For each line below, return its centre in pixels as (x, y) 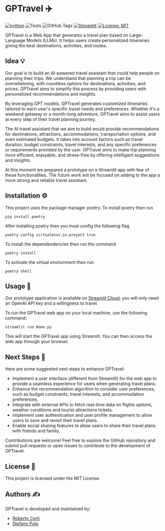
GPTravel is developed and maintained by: (48, 509)
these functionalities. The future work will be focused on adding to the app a (82, 175)
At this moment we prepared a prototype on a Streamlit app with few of (77, 170)
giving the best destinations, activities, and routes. (56, 45)
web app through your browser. (37, 342)
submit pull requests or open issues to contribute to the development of (78, 446)
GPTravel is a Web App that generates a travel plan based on (67, 35)
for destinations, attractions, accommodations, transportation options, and (81, 134)
